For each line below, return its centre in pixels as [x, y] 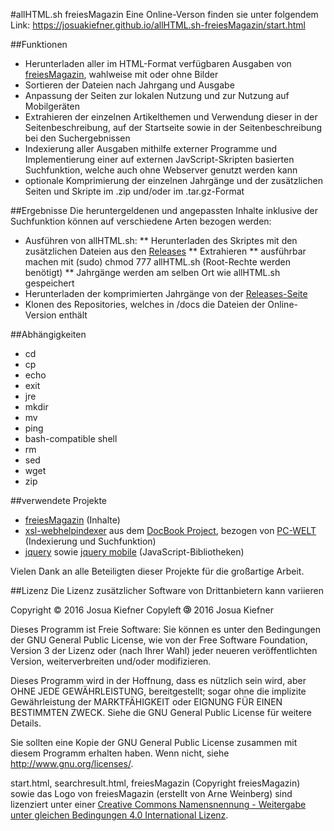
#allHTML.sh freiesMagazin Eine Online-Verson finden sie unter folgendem [164, 14]
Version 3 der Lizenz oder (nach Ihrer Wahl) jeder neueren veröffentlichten [164, 650]
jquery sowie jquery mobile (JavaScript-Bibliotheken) [134, 552]
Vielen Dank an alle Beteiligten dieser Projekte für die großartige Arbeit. [157, 571]
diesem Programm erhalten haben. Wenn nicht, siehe [120, 753]
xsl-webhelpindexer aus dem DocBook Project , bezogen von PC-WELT [170, 530]
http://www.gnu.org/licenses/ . [72, 763]
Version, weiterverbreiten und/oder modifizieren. [111, 661]
